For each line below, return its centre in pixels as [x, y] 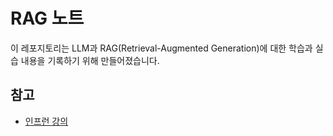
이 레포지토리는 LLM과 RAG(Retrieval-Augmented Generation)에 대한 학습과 [161, 48]
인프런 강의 [46, 121]
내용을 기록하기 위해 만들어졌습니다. [90, 60]
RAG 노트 [47, 18]
